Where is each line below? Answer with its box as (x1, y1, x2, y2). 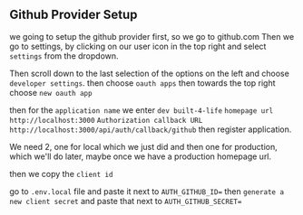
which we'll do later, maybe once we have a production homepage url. (9, 151, 272, 162)
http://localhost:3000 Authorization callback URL (9, 116, 203, 125)
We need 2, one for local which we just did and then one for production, (9, 141, 279, 152)
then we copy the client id (9, 168, 113, 179)
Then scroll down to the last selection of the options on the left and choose (9, 68, 290, 79)
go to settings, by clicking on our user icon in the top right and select (9, 41, 267, 51)
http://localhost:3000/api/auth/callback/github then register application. (9, 124, 292, 135)
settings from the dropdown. (9, 50, 120, 61)
